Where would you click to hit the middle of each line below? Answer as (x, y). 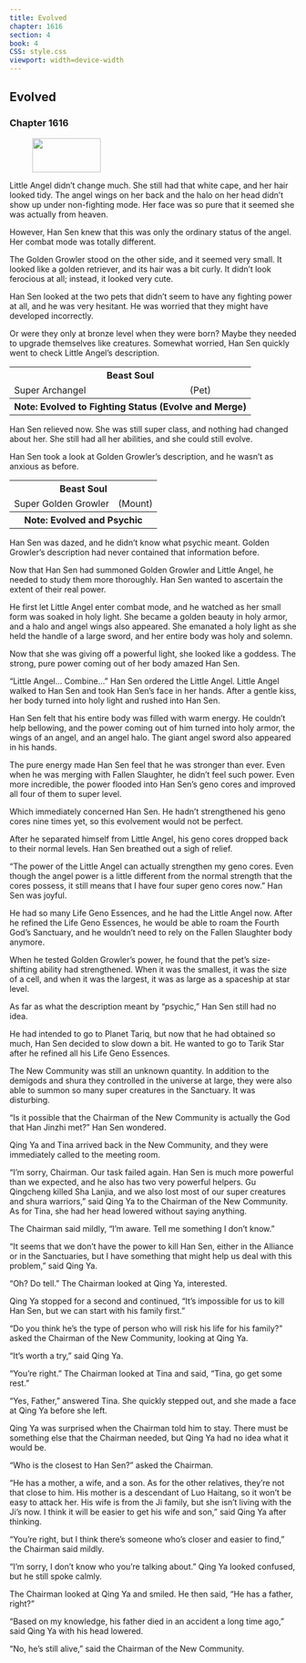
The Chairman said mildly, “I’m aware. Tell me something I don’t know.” (142, 1228)
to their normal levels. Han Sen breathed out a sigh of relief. (121, 848)
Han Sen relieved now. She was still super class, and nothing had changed (149, 429)
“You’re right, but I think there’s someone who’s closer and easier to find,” (147, 1539)
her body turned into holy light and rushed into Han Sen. (115, 700)
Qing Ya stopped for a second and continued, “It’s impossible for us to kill (147, 1301)
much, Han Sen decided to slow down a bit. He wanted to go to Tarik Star (147, 1043)
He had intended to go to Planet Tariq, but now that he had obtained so (143, 1033)
